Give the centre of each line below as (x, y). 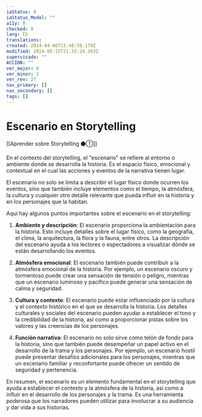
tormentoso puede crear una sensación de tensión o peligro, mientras (102, 275)
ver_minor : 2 (23, 74)
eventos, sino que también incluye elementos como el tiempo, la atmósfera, (100, 188)
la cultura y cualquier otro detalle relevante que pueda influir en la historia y (100, 195)
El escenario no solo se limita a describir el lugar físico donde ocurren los (98, 182)
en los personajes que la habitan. (47, 201)
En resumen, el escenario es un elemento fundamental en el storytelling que (101, 381)
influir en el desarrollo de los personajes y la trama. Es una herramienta (95, 394)
